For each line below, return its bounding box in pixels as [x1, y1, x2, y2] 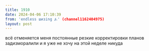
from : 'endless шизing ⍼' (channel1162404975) [5, 16, 105, 21]
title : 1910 [5, 7, 30, 12]
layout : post [5, 21, 32, 26]
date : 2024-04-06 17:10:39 [5, 12, 61, 17]
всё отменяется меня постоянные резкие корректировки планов [5, 35, 145, 41]
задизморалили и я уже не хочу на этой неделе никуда [5, 40, 123, 46]
